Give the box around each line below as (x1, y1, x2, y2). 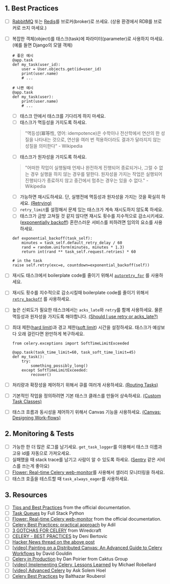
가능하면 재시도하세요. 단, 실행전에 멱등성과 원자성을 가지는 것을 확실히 (19, 194, 160, 200)
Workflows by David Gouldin (12, 550, 72, 556)
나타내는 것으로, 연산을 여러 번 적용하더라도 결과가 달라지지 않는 (34, 136, 161, 143)
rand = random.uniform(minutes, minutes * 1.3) (21, 245, 125, 250)
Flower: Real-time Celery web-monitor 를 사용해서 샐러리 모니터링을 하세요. (12, 469, 165, 475)
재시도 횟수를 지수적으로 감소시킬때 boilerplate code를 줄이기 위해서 (12, 290, 149, 296)
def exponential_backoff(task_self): (12, 236, 93, 241)
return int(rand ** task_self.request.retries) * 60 (21, 249, 136, 254)
